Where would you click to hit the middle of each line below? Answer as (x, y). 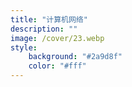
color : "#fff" (57, 66)
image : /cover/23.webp (57, 38)
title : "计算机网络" (49, 19)
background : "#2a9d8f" (75, 57)
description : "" (44, 29)
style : (24, 47)
